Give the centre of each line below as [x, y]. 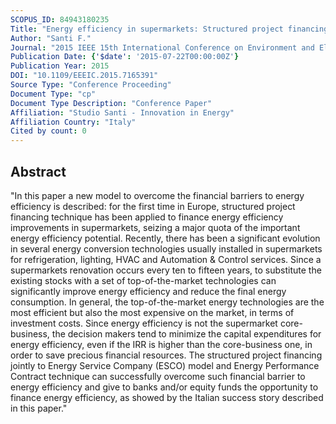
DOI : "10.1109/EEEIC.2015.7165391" [84, 76]
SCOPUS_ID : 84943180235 [60, 19]
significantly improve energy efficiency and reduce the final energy [148, 291]
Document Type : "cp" [53, 94]
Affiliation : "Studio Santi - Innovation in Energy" [122, 112]
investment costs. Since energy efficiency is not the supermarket [144, 323]
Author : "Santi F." [51, 38]
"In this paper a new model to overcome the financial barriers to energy [157, 195]
